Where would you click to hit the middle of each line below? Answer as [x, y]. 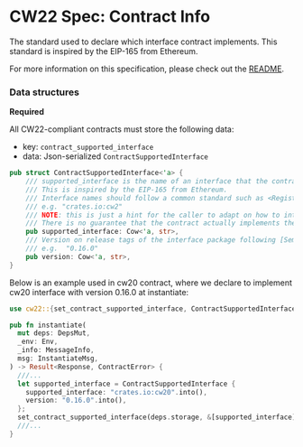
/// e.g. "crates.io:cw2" [74, 206]
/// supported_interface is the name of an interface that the [147, 182]
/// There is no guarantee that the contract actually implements [153, 223]
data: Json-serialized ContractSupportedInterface [115, 156]
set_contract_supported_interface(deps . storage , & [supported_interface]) [159, 417]
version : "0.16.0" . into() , [76, 400]
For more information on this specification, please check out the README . [147, 69]
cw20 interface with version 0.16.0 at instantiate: [99, 292]
